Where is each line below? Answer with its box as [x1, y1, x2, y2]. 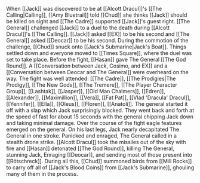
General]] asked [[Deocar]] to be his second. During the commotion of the [6, 37, 189, 44]
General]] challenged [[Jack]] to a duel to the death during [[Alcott [6, 24, 170, 31]
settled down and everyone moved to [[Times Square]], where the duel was [6, 50, 192, 56]
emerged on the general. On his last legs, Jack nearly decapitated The [6, 126, 180, 133]
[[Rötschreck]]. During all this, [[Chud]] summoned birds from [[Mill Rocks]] [6, 158, 192, 164]
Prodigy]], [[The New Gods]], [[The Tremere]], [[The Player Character [6, 81, 178, 89]
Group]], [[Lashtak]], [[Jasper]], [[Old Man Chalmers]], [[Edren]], [6, 88, 165, 94]
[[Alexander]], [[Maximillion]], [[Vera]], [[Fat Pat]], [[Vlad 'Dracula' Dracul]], [6, 94, 191, 101]
